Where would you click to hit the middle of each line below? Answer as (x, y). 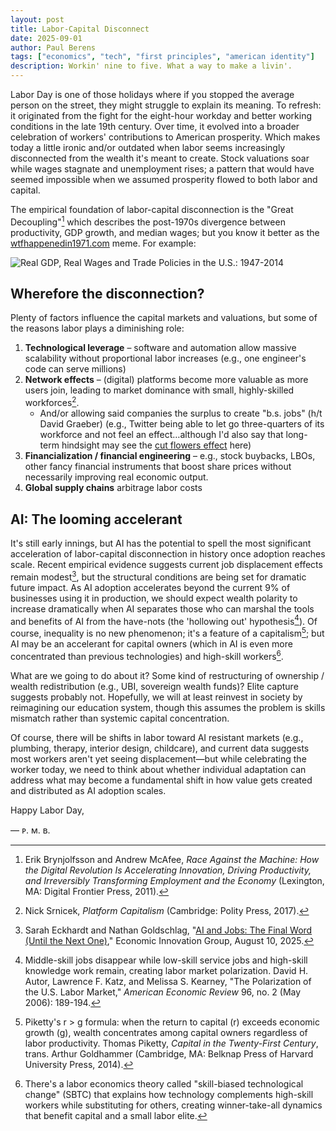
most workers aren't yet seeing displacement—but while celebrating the (158, 758)
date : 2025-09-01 (46, 38)
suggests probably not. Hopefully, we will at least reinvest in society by (156, 697)
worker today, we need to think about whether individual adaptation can (158, 769)
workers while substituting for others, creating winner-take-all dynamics (173, 1105)
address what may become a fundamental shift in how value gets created (161, 780)
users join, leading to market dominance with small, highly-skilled (159, 390)
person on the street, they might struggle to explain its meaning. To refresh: (166, 105)
